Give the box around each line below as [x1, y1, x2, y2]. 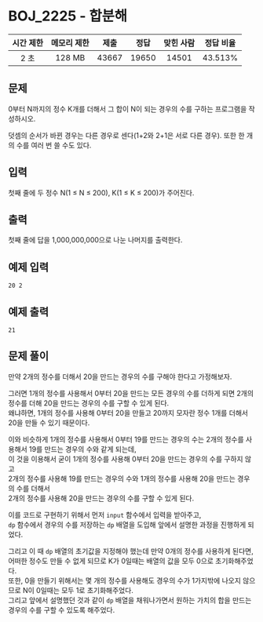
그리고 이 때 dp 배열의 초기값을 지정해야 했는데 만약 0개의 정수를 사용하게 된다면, [8, 546, 254, 555]
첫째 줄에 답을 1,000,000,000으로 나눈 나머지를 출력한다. [8, 235, 183, 245]
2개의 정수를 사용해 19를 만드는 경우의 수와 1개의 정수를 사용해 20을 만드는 [8, 474, 236, 483]
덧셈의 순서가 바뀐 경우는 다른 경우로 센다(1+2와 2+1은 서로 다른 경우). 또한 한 [8, 130, 245, 140]
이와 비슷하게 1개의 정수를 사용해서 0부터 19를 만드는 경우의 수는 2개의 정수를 [8, 435, 245, 444]
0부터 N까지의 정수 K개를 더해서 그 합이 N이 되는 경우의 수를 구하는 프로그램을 [8, 104, 247, 114]
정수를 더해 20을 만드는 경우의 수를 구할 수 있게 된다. [8, 398, 170, 408]
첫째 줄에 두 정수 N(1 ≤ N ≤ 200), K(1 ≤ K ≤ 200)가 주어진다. [8, 187, 195, 197]
